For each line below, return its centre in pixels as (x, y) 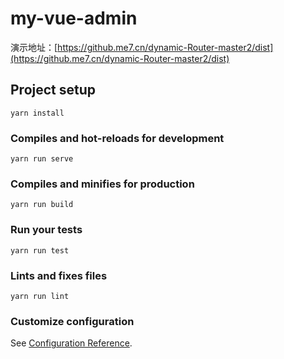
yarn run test (40, 250)
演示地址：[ (34, 47)
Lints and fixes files (59, 275)
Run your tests (46, 230)
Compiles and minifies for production (102, 184)
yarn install (37, 113)
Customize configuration (72, 321)
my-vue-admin (74, 18)
